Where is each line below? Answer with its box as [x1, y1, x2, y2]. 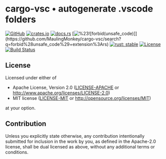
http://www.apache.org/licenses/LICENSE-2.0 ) [12, 89, 110, 96]
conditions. [5, 149, 29, 155]
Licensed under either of [5, 74, 57, 81]
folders [5, 14, 36, 25]
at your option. [5, 104, 36, 111]
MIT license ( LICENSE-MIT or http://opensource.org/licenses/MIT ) [12, 95, 151, 101]
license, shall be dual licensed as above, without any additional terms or [5, 143, 155, 149]
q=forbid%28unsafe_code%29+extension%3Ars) [5, 41, 109, 47]
